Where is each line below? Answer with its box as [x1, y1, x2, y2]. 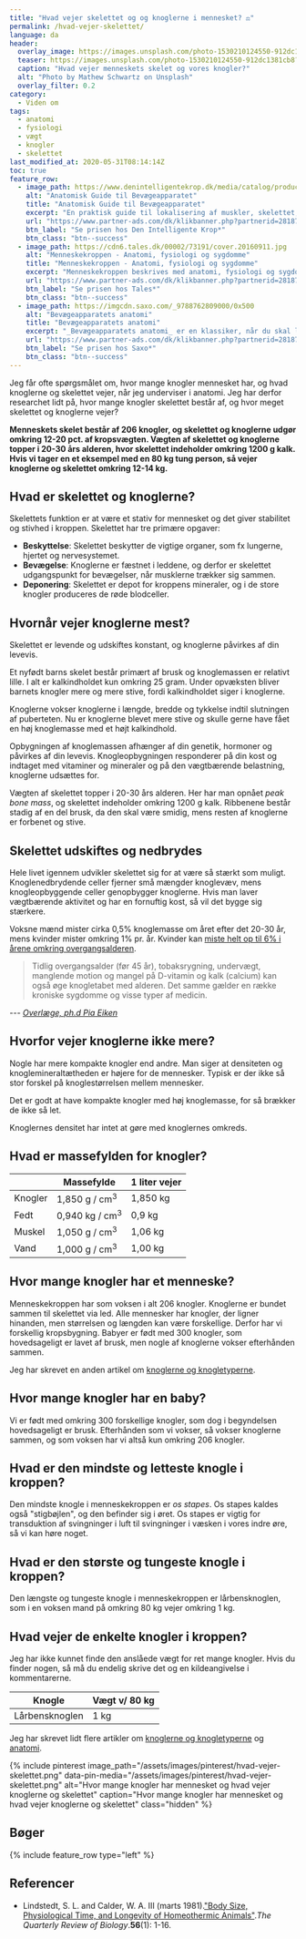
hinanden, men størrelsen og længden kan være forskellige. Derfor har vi [9, 1318, 283, 1329]
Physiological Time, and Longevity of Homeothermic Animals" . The [22, 1910, 271, 1921]
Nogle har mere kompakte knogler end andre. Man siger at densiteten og [9, 1058, 283, 1069]
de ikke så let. [9, 1104, 62, 1115]
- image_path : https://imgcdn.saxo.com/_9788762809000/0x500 [17, 302, 255, 311]
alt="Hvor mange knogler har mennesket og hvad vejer [64, 1780, 271, 1790]
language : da [9, 30, 59, 39]
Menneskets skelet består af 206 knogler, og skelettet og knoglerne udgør [9, 424, 297, 435]
